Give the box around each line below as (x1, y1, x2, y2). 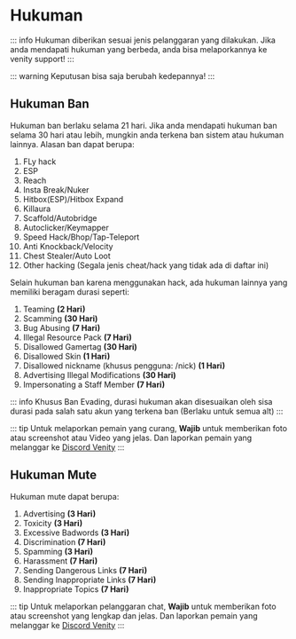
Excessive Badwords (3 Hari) (22, 527, 130, 538)
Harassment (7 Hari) (22, 556, 98, 566)
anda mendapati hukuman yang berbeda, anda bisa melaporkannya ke (10, 43, 268, 54)
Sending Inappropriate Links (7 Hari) (22, 574, 157, 585)
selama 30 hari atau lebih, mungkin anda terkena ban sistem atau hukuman (10, 130, 284, 140)
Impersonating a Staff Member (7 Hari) (22, 379, 166, 390)
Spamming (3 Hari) (22, 546, 94, 556)
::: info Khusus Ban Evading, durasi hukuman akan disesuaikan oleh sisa (10, 396, 273, 406)
